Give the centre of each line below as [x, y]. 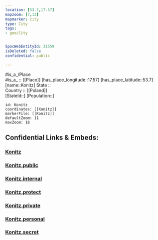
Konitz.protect [23, 192]
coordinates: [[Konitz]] [31, 109]
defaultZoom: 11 [22, 118]
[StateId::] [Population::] [30, 95]
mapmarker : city [22, 19]
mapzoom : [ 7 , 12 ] [22, 14]
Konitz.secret [22, 232]
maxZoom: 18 [17, 122]
